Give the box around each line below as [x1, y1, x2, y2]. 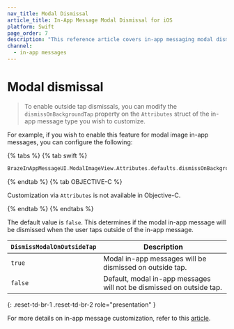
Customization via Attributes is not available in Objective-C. [7, 191, 181, 199]
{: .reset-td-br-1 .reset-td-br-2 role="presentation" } [7, 300, 156, 309]
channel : [7, 43, 33, 49]
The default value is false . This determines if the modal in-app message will [7, 217, 226, 227]
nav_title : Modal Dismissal [7, 10, 89, 17]
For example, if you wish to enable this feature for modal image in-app [7, 130, 209, 139]
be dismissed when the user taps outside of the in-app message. [7, 225, 194, 234]
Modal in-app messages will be [103, 254, 207, 263]
